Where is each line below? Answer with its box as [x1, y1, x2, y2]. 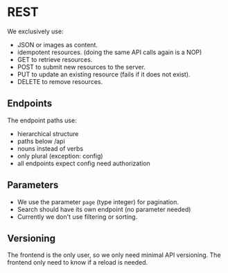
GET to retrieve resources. [17, 55, 93, 63]
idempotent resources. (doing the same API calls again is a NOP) [17, 48, 202, 56]
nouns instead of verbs [17, 144, 84, 153]
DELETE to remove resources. [17, 77, 103, 85]
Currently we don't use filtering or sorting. [17, 213, 138, 221]
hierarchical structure [17, 129, 79, 138]
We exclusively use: [7, 27, 64, 35]
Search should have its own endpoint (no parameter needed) [17, 205, 191, 213]
